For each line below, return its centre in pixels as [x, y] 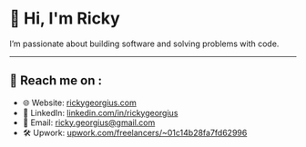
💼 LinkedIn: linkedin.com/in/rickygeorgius [100, 113]
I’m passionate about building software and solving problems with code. [144, 44]
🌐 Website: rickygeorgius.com [79, 103]
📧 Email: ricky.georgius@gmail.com [89, 122]
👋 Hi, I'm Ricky [65, 19]
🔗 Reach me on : [56, 81]
